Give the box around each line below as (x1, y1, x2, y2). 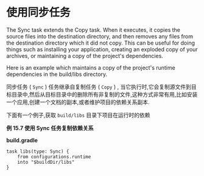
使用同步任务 (6, 5, 71, 20)
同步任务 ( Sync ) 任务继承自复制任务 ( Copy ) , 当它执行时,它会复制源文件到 (6, 83, 192, 90)
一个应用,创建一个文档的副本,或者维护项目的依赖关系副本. (6, 98, 150, 106)
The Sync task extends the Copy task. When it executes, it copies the (6, 26, 181, 34)
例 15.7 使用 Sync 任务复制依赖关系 (6, 124, 94, 131)
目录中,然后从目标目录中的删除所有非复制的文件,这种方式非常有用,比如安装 (11, 90, 198, 98)
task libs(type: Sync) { (6, 148, 69, 155)
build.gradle (6, 136, 38, 144)
